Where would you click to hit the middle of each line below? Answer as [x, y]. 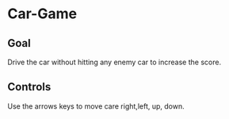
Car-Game [42, 14]
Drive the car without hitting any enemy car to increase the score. [114, 62]
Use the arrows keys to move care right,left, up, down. [96, 106]
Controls [29, 87]
